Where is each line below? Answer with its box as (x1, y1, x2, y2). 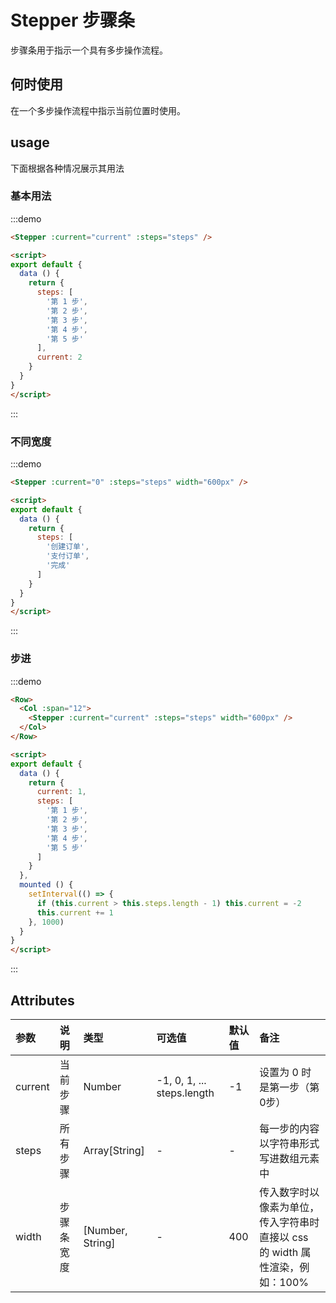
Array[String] (83, 1144, 145, 1158)
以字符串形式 (259, 1137, 320, 1151)
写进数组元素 (259, 1152, 320, 1166)
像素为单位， (259, 1201, 320, 1215)
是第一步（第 (259, 1081, 320, 1095)
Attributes (10, 992, 75, 1009)
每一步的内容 (259, 1122, 320, 1136)
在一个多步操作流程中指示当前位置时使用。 (10, 104, 186, 116)
